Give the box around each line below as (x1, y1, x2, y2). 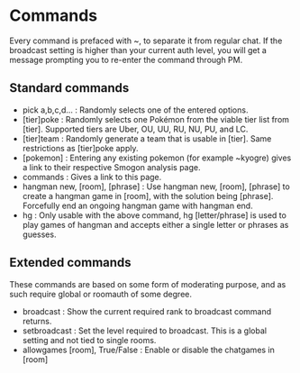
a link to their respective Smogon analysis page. (22, 161, 201, 172)
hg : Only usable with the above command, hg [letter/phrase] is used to (22, 209, 286, 221)
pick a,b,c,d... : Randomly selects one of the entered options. (22, 105, 249, 115)
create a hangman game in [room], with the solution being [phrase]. (22, 190, 274, 201)
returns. (22, 315, 52, 326)
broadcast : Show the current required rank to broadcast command (22, 305, 272, 316)
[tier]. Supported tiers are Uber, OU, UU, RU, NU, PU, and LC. (22, 123, 249, 134)
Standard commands (9, 80, 130, 96)
